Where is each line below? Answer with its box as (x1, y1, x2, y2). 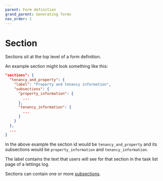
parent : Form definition (5, 7, 56, 12)
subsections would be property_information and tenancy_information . (5, 146, 149, 152)
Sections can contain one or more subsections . (5, 171, 101, 177)
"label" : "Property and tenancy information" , (14, 82, 111, 87)
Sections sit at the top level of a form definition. (5, 54, 101, 60)
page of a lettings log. (5, 161, 50, 167)
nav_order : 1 (5, 16, 32, 21)
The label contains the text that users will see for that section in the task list (5, 156, 159, 162)
